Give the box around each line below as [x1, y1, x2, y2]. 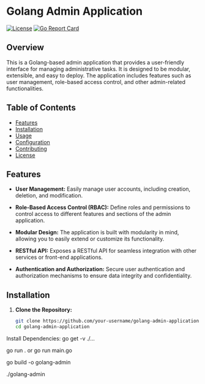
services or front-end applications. [15, 253, 103, 261]
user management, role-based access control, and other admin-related [6, 78, 185, 85]
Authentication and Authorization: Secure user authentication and [15, 266, 185, 273]
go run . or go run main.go [6, 347, 72, 354]
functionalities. [6, 85, 44, 92]
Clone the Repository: [15, 306, 72, 313]
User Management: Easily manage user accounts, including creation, [15, 185, 191, 193]
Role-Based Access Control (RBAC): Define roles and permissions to [15, 204, 191, 211]
